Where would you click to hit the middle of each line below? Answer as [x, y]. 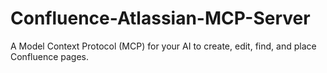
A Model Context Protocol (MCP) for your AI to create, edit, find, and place [163, 46]
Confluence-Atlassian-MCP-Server [160, 18]
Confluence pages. [50, 56]
